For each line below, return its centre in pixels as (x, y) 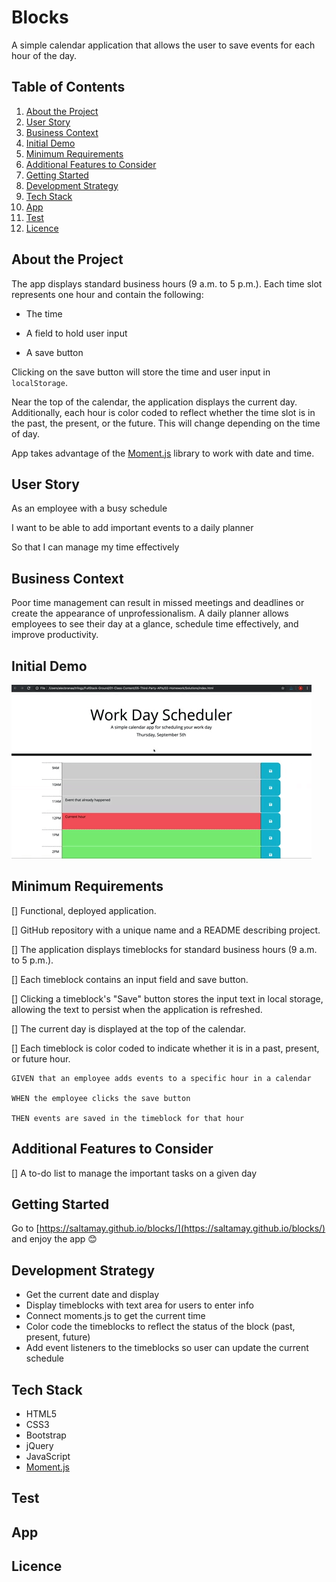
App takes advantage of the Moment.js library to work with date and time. (163, 453)
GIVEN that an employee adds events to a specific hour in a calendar (161, 1078)
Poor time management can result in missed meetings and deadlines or (158, 603)
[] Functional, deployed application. (84, 910)
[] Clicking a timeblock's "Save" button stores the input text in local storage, (167, 998)
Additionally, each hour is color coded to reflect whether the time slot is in (163, 412)
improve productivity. (55, 635)
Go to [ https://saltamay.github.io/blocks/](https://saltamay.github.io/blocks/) (168, 1228)
